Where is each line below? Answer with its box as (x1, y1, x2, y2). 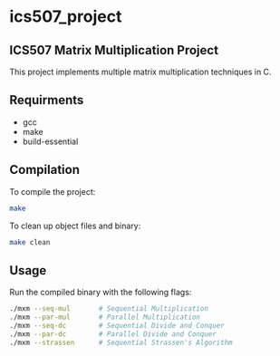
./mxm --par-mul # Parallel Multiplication (9, 313, 201, 322)
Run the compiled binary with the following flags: (9, 287, 192, 298)
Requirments (9, 92, 84, 108)
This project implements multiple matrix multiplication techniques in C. (9, 66, 272, 77)
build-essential (22, 136, 79, 147)
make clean (9, 237, 51, 246)
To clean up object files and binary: (9, 220, 141, 231)
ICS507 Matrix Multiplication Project (9, 43, 219, 58)
